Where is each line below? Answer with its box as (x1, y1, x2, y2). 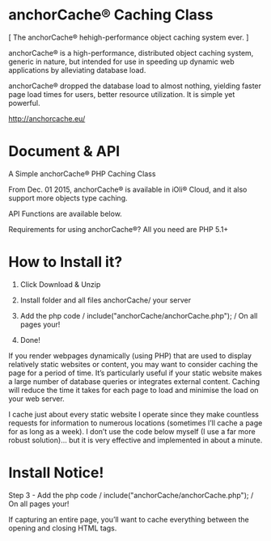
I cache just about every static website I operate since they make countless (8, 409, 259, 419)
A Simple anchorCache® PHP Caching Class (8, 168, 156, 179)
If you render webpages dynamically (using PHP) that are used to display (8, 350, 252, 361)
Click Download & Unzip (19, 279, 101, 289)
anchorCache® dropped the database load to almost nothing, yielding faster (8, 81, 261, 91)
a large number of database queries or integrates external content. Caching (8, 376, 260, 386)
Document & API (8, 142, 121, 161)
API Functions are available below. (8, 209, 123, 218)
